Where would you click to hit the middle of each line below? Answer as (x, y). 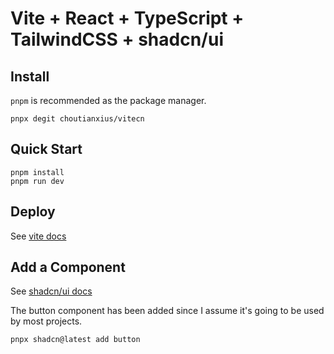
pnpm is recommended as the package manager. (108, 100)
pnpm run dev (37, 181)
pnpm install (37, 172)
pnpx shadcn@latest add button (75, 340)
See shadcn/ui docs (51, 291)
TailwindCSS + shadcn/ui (117, 39)
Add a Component (68, 267)
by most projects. (46, 321)
